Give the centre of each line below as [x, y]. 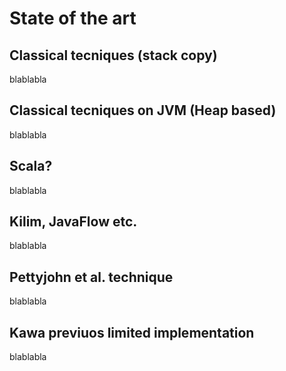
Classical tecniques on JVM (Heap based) [143, 110]
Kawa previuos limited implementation [132, 332]
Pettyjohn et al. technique [91, 277]
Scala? [31, 166]
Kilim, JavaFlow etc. [73, 222]
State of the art [73, 18]
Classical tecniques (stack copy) [113, 55]
